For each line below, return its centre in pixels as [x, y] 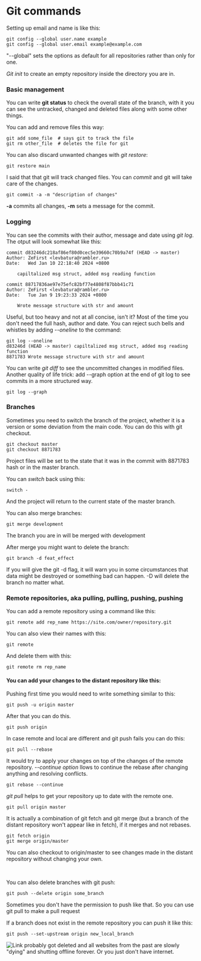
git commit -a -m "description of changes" [62, 195]
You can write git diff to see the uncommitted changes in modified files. [95, 368]
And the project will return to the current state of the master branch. [91, 501]
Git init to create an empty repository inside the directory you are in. [91, 73]
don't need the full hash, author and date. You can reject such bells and [95, 323]
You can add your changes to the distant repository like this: [84, 680]
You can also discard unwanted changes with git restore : [77, 155]
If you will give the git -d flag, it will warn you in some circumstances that [97, 569]
